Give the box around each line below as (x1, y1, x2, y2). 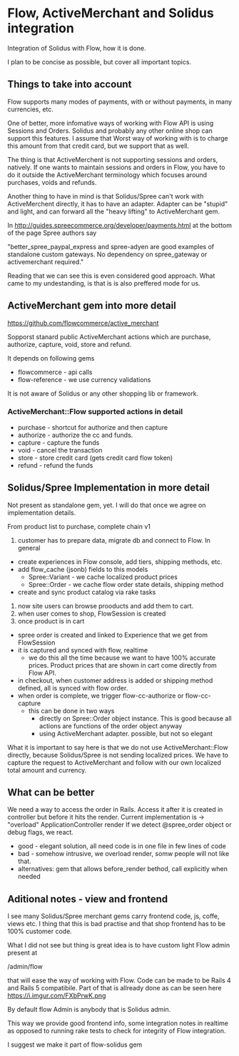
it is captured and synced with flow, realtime (17, 645, 148, 654)
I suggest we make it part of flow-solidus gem (7, 1040, 143, 1049)
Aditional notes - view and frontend (7, 892, 168, 905)
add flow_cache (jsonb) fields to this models (17, 565, 148, 573)
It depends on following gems (7, 353, 95, 362)
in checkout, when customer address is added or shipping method (17, 676, 213, 685)
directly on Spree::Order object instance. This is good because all (39, 714, 232, 723)
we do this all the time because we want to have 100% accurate (28, 653, 216, 662)
